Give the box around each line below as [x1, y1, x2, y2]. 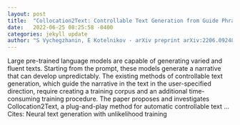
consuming [7, 94, 41, 104]
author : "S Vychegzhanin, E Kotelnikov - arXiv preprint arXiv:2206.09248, [7, 37, 238, 44]
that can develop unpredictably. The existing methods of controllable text [7, 72, 223, 81]
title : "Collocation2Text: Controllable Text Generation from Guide [7, 17, 219, 24]
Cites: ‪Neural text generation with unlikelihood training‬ [7, 110, 168, 119]
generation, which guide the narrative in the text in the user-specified [7, 79, 212, 88]
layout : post [7, 10, 46, 18]
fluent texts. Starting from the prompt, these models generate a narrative [7, 64, 221, 73]
